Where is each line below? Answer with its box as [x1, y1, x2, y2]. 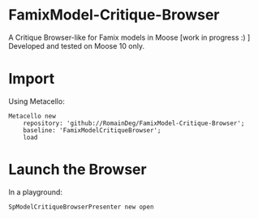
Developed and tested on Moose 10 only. [8, 41, 144, 50]
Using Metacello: [8, 96, 65, 106]
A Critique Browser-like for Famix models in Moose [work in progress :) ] [8, 32, 251, 42]
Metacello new [8, 112, 57, 120]
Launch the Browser [8, 161, 148, 179]
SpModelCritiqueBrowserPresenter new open [8, 203, 154, 211]
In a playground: [8, 187, 63, 196]
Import [8, 70, 55, 88]
